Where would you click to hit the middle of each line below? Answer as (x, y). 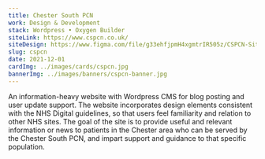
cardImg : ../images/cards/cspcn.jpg (68, 67)
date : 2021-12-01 (37, 60)
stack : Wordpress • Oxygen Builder (67, 30)
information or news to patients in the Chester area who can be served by (128, 130)
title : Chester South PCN (50, 15)
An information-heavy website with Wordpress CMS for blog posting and (126, 96)
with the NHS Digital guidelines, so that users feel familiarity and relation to (130, 113)
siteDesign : (28, 45)
